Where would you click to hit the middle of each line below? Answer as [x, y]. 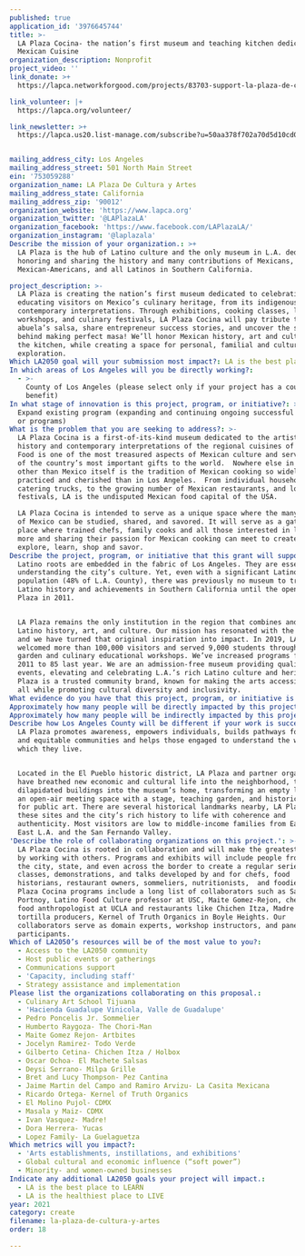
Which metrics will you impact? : [73, 1145]
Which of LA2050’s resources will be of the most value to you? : [135, 942]
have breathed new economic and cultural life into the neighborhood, [154, 782]
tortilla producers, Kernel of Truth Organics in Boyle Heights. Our [152, 917]
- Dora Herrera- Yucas [60, 1128]
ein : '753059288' [42, 176]
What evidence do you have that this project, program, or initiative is [152, 698]
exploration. [42, 354]
